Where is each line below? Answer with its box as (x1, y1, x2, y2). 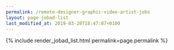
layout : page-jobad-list (5, 15, 69, 21)
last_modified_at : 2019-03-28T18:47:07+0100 (5, 20, 120, 26)
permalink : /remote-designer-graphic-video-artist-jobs (5, 9, 150, 15)
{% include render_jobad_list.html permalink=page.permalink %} (5, 37, 169, 45)
